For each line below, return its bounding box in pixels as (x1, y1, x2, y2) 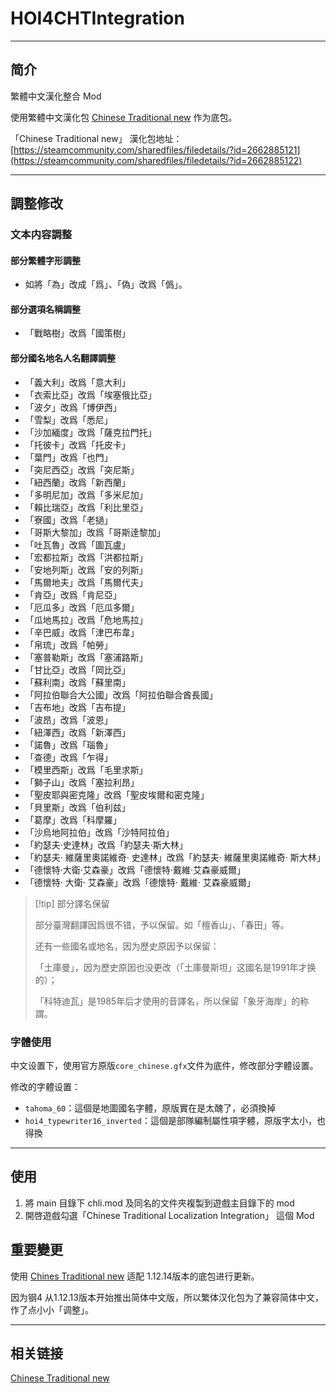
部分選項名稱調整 (10, 303, 81, 315)
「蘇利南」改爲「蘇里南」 (24, 676, 131, 688)
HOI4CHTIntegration (10, 7, 185, 30)
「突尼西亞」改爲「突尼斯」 (24, 463, 140, 476)
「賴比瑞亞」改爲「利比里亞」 (24, 501, 148, 513)
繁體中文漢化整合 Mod (10, 90, 102, 102)
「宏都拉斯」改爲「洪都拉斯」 (24, 551, 148, 563)
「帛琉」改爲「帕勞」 (24, 638, 113, 651)
